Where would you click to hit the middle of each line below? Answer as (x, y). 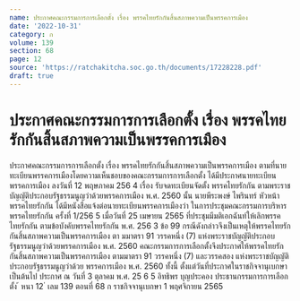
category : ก (31, 34)
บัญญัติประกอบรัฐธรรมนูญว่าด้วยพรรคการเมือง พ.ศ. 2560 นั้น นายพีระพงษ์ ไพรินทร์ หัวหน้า (145, 195)
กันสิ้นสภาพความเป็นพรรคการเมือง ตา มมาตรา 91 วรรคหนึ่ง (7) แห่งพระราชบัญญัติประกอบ (142, 236)
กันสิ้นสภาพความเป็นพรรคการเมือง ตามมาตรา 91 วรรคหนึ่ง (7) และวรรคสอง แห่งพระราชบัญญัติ (149, 255)
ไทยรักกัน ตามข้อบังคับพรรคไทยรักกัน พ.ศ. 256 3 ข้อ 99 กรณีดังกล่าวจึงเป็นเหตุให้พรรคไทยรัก (150, 226)
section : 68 (31, 51)
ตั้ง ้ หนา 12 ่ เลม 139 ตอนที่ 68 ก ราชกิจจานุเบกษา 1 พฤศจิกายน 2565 (116, 286)
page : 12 (26, 59)
